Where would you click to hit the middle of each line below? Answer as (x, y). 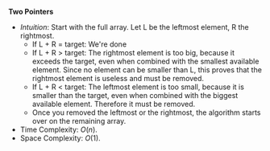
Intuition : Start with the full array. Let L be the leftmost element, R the (134, 27)
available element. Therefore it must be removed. (114, 104)
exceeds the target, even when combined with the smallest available (145, 61)
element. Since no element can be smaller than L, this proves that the (147, 70)
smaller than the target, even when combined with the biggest (135, 95)
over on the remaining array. (79, 121)
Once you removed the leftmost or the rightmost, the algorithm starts (146, 112)
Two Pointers (31, 12)
